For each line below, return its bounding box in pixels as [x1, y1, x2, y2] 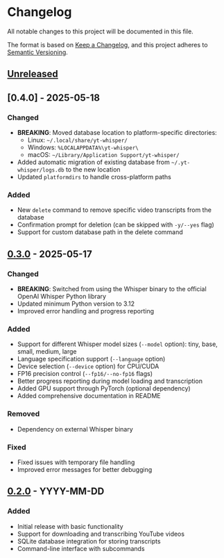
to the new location [65, 165, 121, 174]
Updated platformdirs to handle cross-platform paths [17, 173, 171, 181]
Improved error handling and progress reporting [17, 307, 155, 315]
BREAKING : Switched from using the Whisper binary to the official [17, 285, 207, 293]
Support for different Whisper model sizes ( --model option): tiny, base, [17, 340, 218, 348]
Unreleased [7, 68, 59, 80]
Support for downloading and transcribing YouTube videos [17, 530, 185, 538]
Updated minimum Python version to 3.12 [17, 299, 135, 308]
